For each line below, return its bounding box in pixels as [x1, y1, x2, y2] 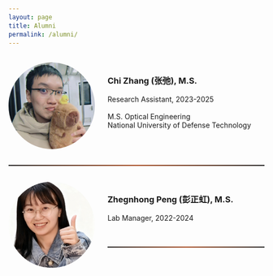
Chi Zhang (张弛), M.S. [107, 75, 197, 87]
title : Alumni [8, 21, 57, 30]
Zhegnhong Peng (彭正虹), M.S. [107, 194, 234, 205]
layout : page [8, 13, 53, 21]
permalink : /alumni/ [8, 30, 79, 38]
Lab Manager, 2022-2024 [107, 213, 194, 222]
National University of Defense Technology [107, 120, 252, 130]
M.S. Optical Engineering [107, 111, 191, 121]
